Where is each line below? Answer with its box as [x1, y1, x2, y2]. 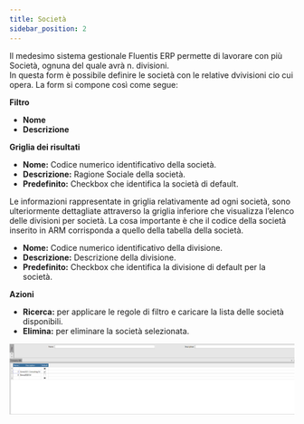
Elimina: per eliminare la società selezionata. [22, 325, 190, 336]
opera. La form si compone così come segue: [9, 79, 178, 90]
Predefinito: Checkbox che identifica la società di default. [22, 178, 239, 189]
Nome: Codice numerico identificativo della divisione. [22, 242, 223, 253]
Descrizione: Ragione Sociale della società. [22, 169, 185, 179]
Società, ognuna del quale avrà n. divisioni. [9, 60, 170, 71]
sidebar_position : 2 [9, 24, 88, 34]
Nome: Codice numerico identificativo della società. [22, 159, 217, 169]
